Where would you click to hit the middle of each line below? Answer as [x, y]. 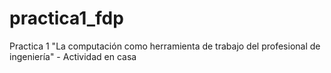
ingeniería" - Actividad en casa [73, 56]
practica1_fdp [66, 18]
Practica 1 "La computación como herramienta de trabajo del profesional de [165, 46]
